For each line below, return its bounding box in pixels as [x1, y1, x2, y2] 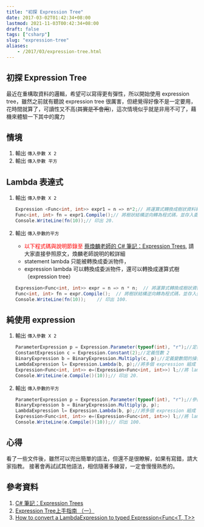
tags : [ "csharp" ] [6, 32, 50, 38]
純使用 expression [6, 314, 76, 325]
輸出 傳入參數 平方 [15, 157, 58, 164]
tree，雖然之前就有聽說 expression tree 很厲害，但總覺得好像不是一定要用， [6, 97, 196, 105]
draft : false [6, 26, 39, 32]
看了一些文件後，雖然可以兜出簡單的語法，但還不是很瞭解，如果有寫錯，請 [6, 454, 192, 462]
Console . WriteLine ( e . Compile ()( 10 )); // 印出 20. [15, 372, 139, 378]
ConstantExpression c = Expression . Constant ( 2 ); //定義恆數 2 [15, 350, 170, 356]
